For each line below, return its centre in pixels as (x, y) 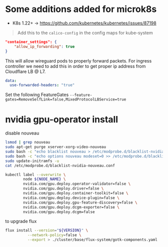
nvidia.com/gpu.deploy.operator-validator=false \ (77, 184)
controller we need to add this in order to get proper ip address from (75, 66)
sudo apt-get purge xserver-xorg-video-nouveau (56, 147)
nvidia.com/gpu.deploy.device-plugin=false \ (71, 198)
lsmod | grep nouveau (28, 142)
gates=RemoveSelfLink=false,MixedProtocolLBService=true (66, 99)
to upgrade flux (21, 221)
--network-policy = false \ (54, 235)
